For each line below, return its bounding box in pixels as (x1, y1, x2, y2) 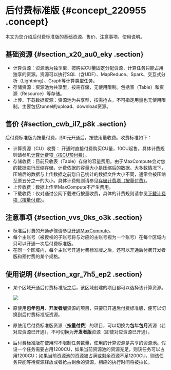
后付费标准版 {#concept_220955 (5, 5, 146, 16)
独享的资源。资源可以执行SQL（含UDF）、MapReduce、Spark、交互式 (12, 71, 161, 77)
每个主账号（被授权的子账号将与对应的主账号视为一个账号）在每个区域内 (12, 234, 166, 240)
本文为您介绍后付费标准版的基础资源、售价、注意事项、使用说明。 (5, 33, 145, 40)
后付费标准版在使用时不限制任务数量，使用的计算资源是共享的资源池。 (12, 340, 162, 346)
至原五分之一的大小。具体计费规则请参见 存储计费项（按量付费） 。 (12, 177, 150, 183)
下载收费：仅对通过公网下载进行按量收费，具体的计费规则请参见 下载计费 (12, 190, 166, 196)
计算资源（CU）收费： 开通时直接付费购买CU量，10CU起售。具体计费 (12, 145, 161, 152)
